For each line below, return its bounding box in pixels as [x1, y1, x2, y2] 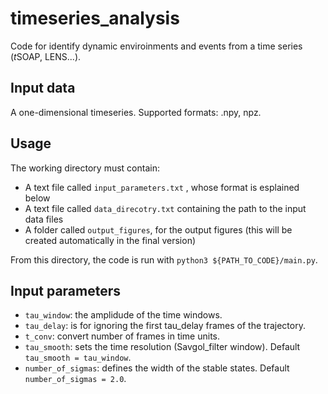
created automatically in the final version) [24, 234, 197, 246]
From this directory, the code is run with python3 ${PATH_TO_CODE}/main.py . [10, 253, 318, 266]
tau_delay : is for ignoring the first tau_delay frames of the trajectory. [24, 320, 306, 332]
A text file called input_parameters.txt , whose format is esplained [24, 181, 300, 193]
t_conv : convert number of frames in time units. [24, 330, 221, 342]
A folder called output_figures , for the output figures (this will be [24, 223, 293, 236]
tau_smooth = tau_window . [24, 352, 132, 364]
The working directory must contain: [10, 162, 160, 174]
